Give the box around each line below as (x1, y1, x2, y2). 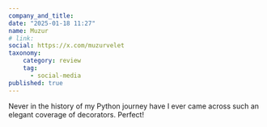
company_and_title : (8, 11, 74, 20)
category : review (23, 57, 82, 65)
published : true (8, 79, 63, 87)
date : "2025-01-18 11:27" (8, 19, 95, 27)
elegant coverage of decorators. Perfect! (8, 109, 144, 119)
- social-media (29, 72, 82, 80)
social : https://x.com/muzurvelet (8, 42, 125, 50)
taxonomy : (8, 49, 42, 57)
